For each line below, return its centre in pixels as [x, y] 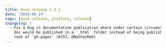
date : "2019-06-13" [25, 14]
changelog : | [19, 23]
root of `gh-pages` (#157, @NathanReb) [55, 37]
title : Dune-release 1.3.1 [33, 10]
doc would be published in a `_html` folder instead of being [79, 32]
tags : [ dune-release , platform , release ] [48, 19]
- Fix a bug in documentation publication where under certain [76, 28]
